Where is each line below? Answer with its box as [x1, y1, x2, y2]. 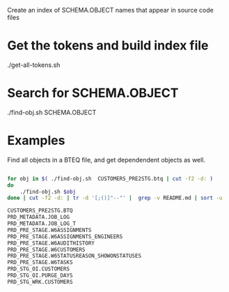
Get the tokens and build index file [7, 38, 209, 54]
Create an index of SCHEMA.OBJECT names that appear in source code [7, 6, 214, 14]
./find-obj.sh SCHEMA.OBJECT [7, 108, 97, 116]
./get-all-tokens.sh [7, 61, 61, 69]
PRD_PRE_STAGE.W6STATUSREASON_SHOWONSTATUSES [7, 252, 141, 260]
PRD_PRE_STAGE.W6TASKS [7, 259, 73, 266]
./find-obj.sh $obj [19, 188, 77, 195]
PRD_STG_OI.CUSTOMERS [7, 266, 70, 272]
